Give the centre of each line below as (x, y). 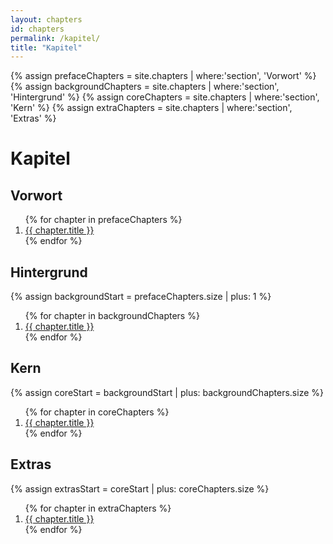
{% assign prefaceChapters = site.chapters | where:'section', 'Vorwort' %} (163, 76)
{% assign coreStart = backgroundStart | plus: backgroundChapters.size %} (167, 392)
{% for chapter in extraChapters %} (98, 508)
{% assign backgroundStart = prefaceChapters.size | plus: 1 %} (141, 297)
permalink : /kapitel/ (55, 38)
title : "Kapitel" (46, 47)
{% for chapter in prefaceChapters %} (103, 220)
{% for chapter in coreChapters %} (97, 412)
